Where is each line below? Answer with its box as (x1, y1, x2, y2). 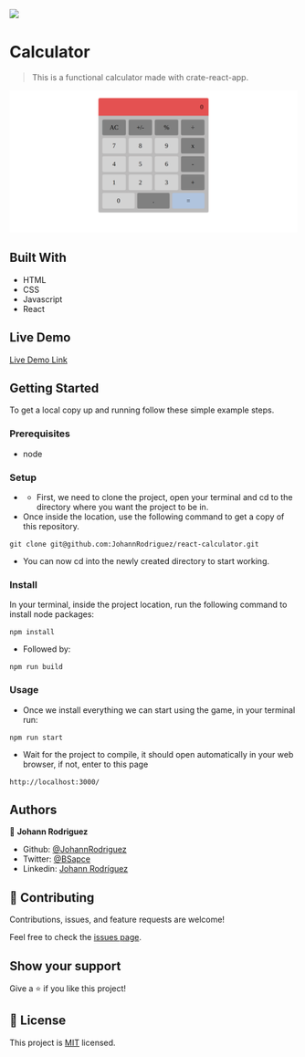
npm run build (9, 663, 64, 672)
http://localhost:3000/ (9, 777, 100, 787)
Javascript (22, 293, 63, 305)
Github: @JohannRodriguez (22, 844, 128, 855)
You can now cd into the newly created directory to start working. (22, 556, 269, 567)
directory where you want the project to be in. (36, 502, 209, 513)
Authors (9, 802, 58, 817)
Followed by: (22, 644, 71, 654)
